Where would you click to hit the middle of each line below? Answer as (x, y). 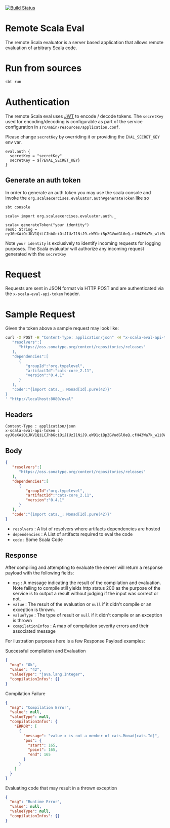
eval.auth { (18, 151)
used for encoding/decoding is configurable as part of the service (74, 121)
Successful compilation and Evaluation (46, 651)
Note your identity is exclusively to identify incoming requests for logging (83, 243)
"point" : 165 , (42, 750)
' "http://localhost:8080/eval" (39, 399)
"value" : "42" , (26, 670)
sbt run (13, 82)
